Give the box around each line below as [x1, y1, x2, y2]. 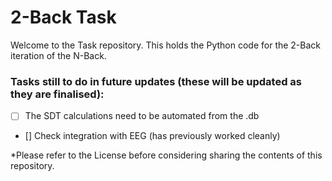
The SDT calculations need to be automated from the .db [24, 110, 260, 122]
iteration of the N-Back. [10, 49, 107, 61]
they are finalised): [10, 87, 105, 101]
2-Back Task [10, 6, 117, 29]
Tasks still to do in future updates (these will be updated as [10, 74, 303, 88]
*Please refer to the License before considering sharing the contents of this [10, 149, 323, 161]
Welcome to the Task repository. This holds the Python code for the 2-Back [10, 39, 322, 51]
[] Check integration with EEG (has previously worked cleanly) [24, 130, 281, 142]
